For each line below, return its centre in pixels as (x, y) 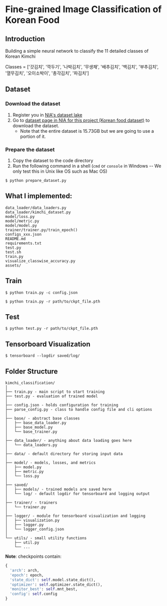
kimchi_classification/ (30, 383)
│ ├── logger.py (24, 525)
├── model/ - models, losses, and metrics (50, 463)
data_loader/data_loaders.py (36, 208)
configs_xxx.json (23, 234)
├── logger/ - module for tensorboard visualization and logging (75, 516)
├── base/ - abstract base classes (43, 419)
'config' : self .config (34, 594)
